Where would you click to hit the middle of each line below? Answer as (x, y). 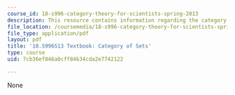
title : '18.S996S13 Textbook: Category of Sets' (79, 46)
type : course (26, 53)
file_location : (29, 27)
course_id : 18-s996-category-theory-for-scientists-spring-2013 (103, 14)
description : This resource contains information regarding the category (117, 20)
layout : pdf (24, 40)
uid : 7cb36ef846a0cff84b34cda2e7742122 (65, 59)
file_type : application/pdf (48, 33)
